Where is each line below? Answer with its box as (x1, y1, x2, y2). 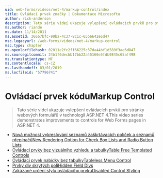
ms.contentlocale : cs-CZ (5, 61, 55, 66)
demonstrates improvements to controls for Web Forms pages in (16, 117, 146, 123)
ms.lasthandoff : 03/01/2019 (5, 66, 62, 71)
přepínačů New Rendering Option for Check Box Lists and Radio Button (12, 136, 154, 143)
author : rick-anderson (5, 16, 51, 21)
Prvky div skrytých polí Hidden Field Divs (12, 163, 94, 168)
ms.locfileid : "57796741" (5, 70, 57, 75)
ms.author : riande (5, 25, 42, 30)
